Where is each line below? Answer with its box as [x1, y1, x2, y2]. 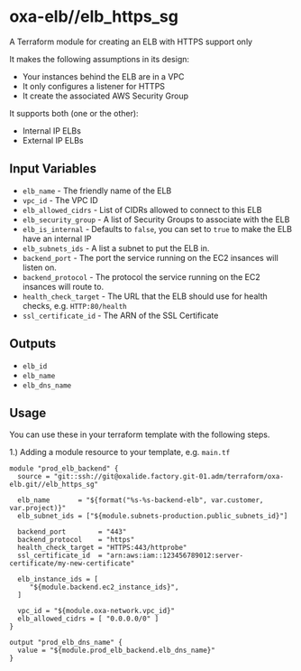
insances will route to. [22, 281, 105, 292]
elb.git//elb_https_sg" [9, 480, 99, 489]
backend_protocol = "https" [17, 536, 135, 545]
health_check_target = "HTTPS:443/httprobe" [17, 544, 187, 553]
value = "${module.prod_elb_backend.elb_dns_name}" [17, 646, 216, 656]
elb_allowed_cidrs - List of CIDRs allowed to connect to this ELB [22, 204, 262, 215]
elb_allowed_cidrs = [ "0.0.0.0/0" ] [17, 614, 160, 624]
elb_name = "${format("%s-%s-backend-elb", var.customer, [17, 496, 264, 505]
